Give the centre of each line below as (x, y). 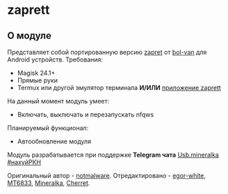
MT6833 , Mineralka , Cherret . (49, 183)
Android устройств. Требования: (55, 60)
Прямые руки (37, 80)
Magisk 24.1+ (36, 73)
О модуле (30, 36)
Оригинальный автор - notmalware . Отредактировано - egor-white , (107, 176)
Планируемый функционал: (48, 128)
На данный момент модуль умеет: (58, 101)
